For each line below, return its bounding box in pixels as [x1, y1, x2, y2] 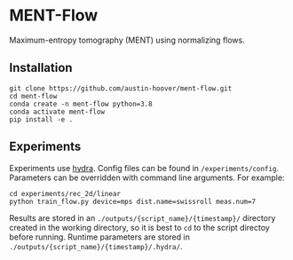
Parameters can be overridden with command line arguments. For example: [9, 172, 285, 183]
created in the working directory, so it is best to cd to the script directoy [9, 222, 271, 232]
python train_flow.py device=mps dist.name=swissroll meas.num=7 [9, 197, 256, 206]
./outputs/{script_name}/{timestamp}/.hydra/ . [9, 240, 183, 251]
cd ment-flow [9, 91, 58, 100]
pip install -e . [9, 114, 74, 124]
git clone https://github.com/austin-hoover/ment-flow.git [9, 83, 233, 93]
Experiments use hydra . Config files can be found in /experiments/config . [9, 162, 280, 173]
